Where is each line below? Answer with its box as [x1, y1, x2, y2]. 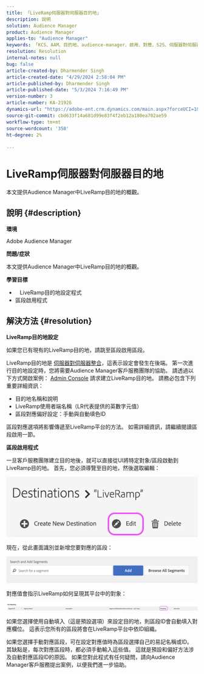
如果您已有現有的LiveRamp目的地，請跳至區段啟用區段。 [6, 346, 148, 353]
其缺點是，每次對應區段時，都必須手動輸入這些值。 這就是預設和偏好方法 [6, 645, 189, 653]
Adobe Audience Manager [6, 237, 72, 245]
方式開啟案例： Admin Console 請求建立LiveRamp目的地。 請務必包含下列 [11, 374, 196, 382]
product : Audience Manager [6, 29, 75, 35]
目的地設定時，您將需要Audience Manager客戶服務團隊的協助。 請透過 [11, 367, 189, 374]
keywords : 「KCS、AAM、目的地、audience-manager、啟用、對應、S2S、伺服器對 [6, 42, 188, 48]
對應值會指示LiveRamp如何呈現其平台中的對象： [6, 590, 127, 597]
